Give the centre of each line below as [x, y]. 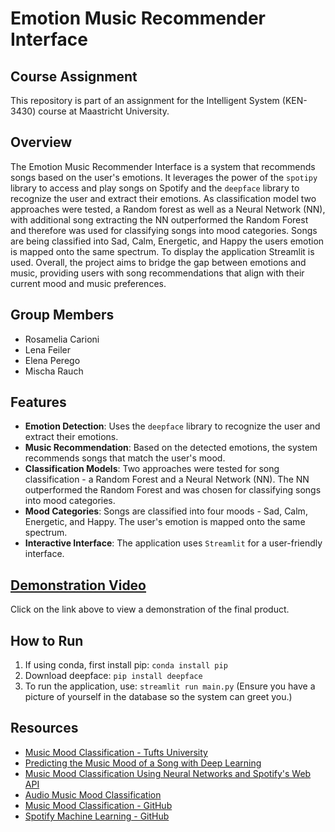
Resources [44, 728]
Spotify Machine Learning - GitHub [97, 816]
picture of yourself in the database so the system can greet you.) [158, 697]
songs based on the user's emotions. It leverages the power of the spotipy [164, 177]
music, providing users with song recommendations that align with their [157, 273]
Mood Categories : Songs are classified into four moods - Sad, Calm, [166, 511]
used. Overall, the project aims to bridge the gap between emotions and [158, 262]
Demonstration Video [78, 585]
